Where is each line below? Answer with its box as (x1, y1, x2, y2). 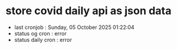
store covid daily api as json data (5, 4, 172, 18)
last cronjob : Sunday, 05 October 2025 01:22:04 (14, 24, 135, 31)
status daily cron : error (14, 36, 72, 43)
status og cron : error (14, 30, 67, 37)
